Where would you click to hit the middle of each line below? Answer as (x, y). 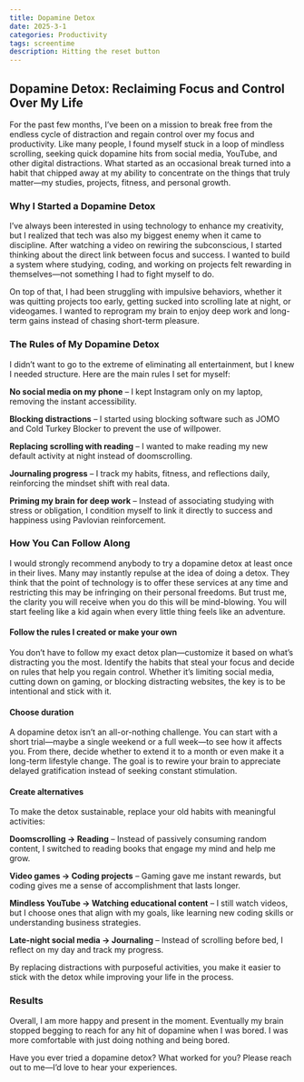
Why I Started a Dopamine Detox (83, 205)
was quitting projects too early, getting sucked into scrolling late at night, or (151, 302)
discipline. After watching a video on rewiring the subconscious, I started (146, 245)
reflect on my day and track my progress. (87, 950)
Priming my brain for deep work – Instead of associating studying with (142, 500)
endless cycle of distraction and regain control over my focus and (132, 134)
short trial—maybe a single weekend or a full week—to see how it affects (146, 742)
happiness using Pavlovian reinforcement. (88, 520)
